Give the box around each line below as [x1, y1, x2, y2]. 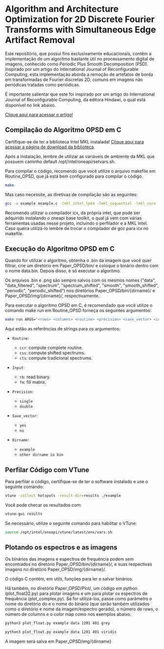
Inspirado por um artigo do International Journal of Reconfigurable [5, 66, 139, 72]
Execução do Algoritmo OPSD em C [5, 244, 115, 253]
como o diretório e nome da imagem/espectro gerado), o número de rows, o [5, 606, 159, 612]
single [19, 399, 33, 404]
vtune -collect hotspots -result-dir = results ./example [5, 493, 121, 498]
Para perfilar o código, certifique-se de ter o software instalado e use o [5, 479, 148, 484]
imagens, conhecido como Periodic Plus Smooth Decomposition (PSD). [5, 61, 148, 67]
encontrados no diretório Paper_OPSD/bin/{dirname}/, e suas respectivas [5, 561, 152, 567]
